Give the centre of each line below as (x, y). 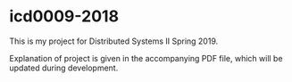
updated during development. (64, 68)
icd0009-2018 (64, 16)
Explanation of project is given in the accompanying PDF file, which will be (146, 58)
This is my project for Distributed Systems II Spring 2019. (114, 41)
